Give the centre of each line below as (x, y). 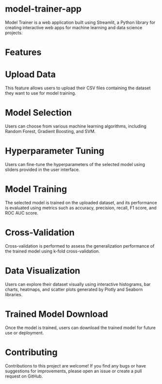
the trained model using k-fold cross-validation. (53, 251)
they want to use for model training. (40, 93)
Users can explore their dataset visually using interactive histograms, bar (78, 284)
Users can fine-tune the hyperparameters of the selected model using (75, 164)
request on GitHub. (24, 376)
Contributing (31, 352)
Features (23, 52)
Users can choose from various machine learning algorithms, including (76, 126)
